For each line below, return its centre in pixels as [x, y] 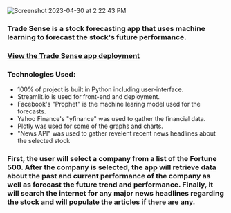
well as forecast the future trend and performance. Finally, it [110, 185]
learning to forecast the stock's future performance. [97, 37]
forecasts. [31, 111]
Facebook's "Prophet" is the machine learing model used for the [109, 104]
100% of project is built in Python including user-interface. [100, 89]
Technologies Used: [41, 74]
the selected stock [44, 141]
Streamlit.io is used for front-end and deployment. [89, 97]
